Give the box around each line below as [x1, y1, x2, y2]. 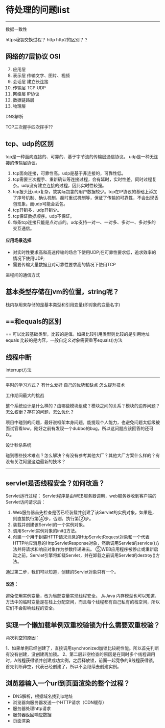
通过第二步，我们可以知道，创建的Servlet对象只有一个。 [5, 569, 119, 575]
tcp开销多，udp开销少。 [12, 207, 62, 213]
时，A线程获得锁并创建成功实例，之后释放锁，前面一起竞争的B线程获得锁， [5, 657, 157, 663]
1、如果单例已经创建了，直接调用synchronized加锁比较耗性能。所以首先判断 [5, 645, 159, 651]
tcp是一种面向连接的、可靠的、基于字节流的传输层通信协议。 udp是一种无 [5, 153, 154, 159]
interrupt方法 [5, 367, 32, 373]
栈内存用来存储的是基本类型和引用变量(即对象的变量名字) [5, 301, 120, 307]
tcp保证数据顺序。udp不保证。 [12, 213, 75, 219]
